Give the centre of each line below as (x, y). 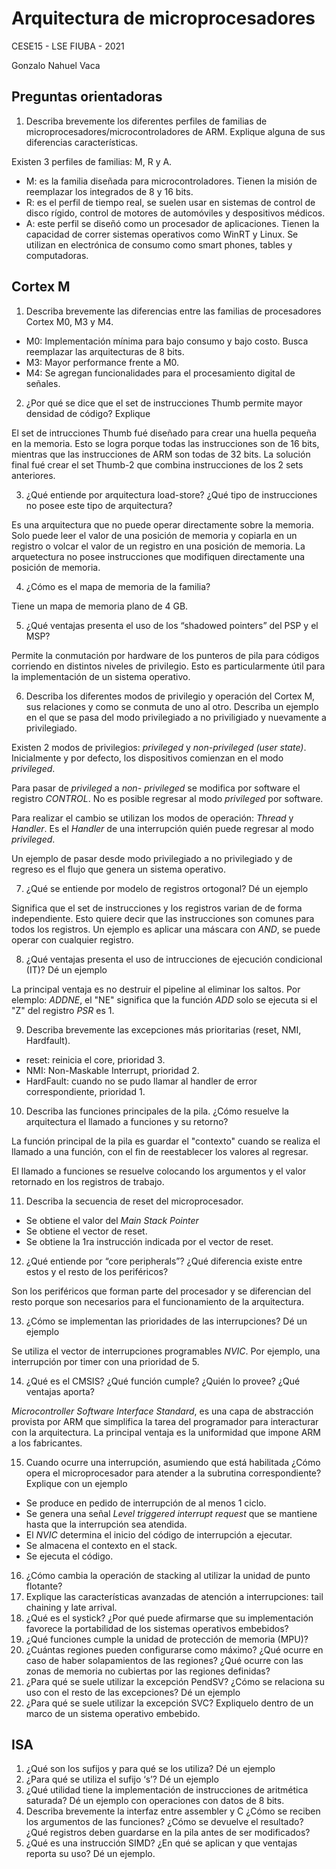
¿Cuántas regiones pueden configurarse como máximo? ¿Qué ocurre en (174, 1649)
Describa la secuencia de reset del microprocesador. (134, 1201)
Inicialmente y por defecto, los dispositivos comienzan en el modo (147, 758)
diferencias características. (82, 142)
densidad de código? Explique (88, 413)
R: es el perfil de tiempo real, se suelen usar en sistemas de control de (170, 202)
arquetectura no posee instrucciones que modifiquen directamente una (158, 556)
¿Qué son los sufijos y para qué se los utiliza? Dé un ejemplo (150, 1769)
